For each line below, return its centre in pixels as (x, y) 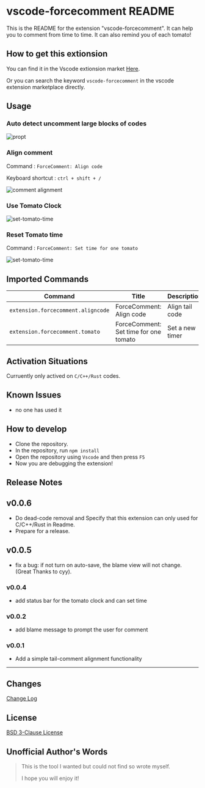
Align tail (180, 307)
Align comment (30, 153)
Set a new (182, 328)
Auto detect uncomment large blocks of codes (77, 123)
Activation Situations (47, 361)
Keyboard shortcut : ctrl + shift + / (54, 178)
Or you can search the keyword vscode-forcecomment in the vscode (90, 80)
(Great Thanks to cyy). (43, 571)
